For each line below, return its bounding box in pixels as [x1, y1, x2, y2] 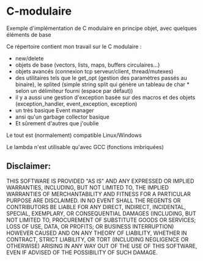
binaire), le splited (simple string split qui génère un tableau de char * [15, 81, 190, 88]
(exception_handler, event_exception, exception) [15, 100, 138, 108]
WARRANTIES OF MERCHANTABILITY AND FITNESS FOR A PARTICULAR [6, 190, 191, 197]
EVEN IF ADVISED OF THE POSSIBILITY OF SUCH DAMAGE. [6, 249, 158, 256]
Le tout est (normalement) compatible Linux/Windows [6, 131, 142, 139]
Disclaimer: [6, 161, 51, 172]
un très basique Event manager [15, 106, 94, 114]
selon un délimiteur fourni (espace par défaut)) [15, 87, 133, 94]
